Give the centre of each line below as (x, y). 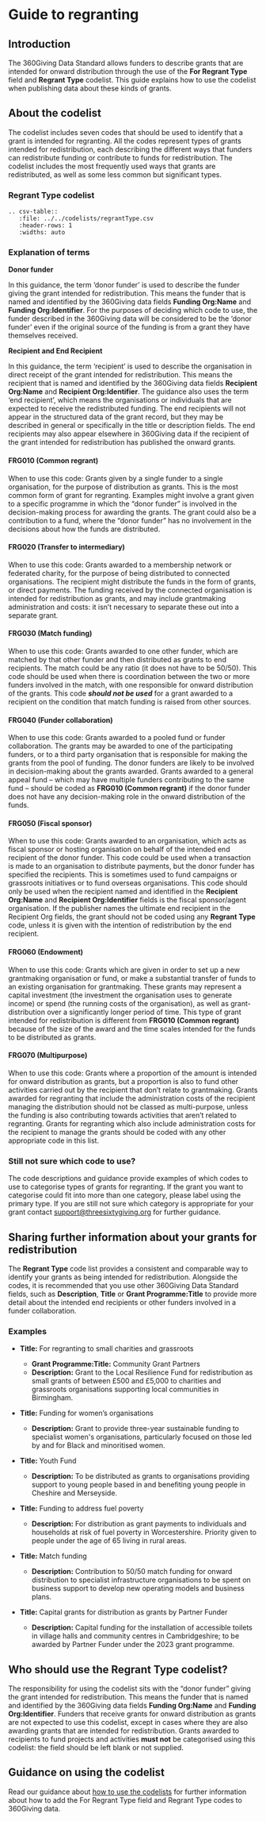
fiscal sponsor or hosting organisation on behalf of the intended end (119, 849)
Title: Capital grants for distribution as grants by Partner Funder (123, 1612)
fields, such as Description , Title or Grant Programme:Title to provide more (133, 1294)
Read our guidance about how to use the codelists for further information (127, 1792)
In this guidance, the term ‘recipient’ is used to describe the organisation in (130, 366)
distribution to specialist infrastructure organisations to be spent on (141, 1580)
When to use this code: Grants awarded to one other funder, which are (123, 651)
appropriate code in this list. (54, 1140)
